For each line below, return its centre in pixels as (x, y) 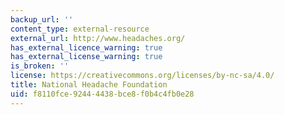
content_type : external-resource (80, 29)
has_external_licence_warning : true (86, 47)
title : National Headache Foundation (89, 85)
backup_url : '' (42, 19)
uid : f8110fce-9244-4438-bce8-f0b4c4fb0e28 (102, 94)
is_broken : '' (40, 66)
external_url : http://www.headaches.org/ (98, 38)
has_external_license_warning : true (86, 57)
